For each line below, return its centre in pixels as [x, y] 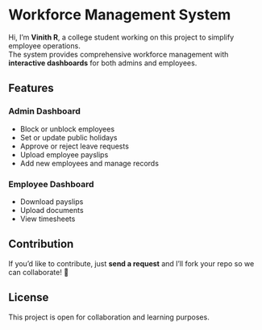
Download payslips [52, 201]
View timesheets [48, 219]
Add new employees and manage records [89, 163]
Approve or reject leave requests [74, 146]
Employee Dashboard [51, 184]
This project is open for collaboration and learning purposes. [109, 317]
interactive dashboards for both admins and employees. [103, 63]
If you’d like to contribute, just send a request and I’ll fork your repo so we [131, 263]
